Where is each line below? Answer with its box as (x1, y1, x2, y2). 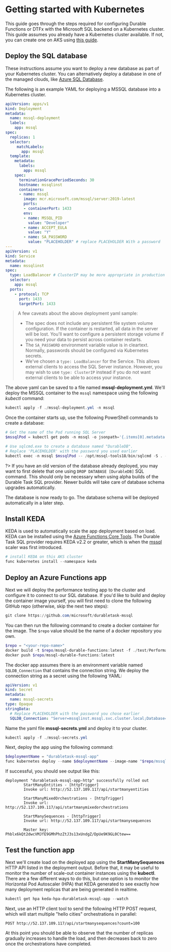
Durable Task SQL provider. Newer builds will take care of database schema (5, 479, 164, 485)
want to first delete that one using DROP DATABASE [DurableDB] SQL (5, 468, 144, 474)
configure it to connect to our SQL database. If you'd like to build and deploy (5, 592, 165, 598)
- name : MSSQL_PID (23, 215, 63, 220)
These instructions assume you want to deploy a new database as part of (5, 65, 159, 71)
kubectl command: (5, 395, 45, 402)
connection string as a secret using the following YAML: (5, 673, 122, 679)
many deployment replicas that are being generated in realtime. (5, 886, 138, 892)
